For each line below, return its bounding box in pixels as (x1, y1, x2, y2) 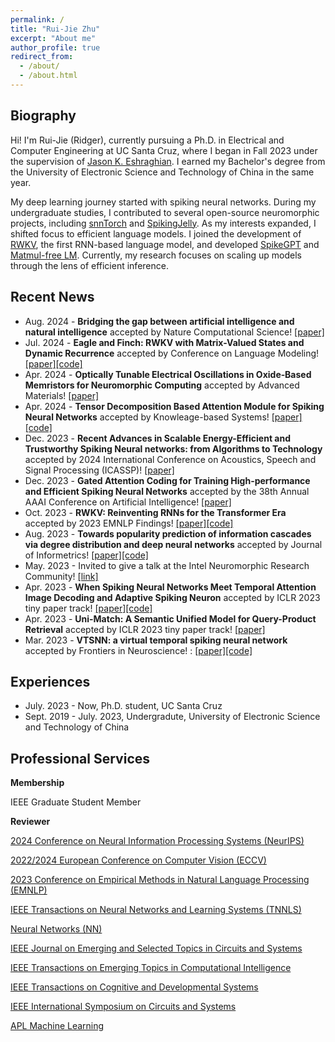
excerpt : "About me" (10, 33, 97, 43)
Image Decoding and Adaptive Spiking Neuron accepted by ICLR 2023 (24, 591, 321, 603)
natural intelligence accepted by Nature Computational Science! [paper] (24, 326, 325, 338)
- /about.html (19, 71, 78, 81)
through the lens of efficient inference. (10, 259, 169, 271)
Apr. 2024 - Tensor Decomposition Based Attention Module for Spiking (24, 400, 325, 412)
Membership (10, 777, 65, 789)
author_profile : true (10, 42, 101, 53)
